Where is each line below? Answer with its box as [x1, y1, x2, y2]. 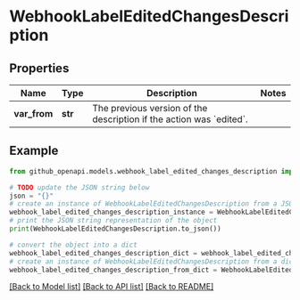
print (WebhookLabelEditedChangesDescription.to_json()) [9, 224, 221, 233]
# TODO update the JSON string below [9, 182, 150, 192]
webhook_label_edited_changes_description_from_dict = [9, 265, 218, 274]
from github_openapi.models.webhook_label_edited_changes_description [9, 166, 278, 175]
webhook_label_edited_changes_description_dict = [9, 248, 198, 257]
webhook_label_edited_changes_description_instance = [9, 207, 214, 217]
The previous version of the [92, 102, 208, 114]
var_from [13, 108, 54, 119]
